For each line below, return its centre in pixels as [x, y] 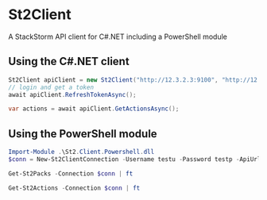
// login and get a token [51, 87]
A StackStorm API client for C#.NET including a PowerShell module [118, 37]
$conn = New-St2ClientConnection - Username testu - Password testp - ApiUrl [135, 159]
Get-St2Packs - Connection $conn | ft [71, 173]
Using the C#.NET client [69, 62]
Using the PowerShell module [83, 134]
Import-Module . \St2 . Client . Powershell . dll [81, 152]
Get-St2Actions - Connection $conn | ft [74, 188]
